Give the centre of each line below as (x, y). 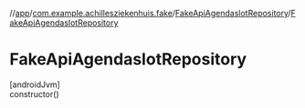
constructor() (34, 93)
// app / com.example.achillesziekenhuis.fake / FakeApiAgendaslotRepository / (150, 13)
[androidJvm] (35, 84)
